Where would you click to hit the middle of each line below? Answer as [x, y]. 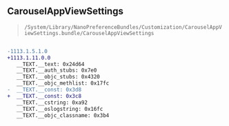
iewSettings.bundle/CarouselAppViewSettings [89, 33]
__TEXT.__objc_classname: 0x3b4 [63, 115]
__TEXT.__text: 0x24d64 [50, 64]
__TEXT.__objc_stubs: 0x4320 [58, 77]
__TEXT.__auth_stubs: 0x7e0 [57, 71]
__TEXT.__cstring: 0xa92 [52, 103]
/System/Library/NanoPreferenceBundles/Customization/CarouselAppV [123, 27]
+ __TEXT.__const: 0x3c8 [44, 96]
